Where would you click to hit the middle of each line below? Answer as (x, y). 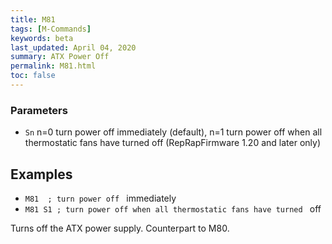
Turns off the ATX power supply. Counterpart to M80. (120, 228)
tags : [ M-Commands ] (51, 29)
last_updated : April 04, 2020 (73, 47)
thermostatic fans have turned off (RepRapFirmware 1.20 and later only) (172, 143)
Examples (41, 174)
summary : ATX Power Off (60, 57)
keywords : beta (42, 38)
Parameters (39, 110)
